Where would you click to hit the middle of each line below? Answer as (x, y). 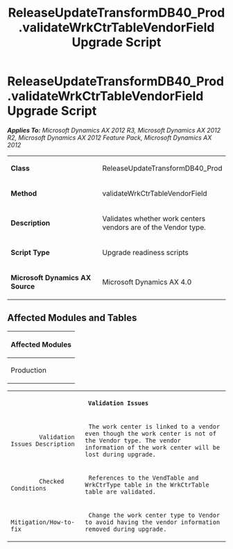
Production (29, 370)
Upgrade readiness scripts (145, 252)
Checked (52, 481)
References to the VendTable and (144, 478)
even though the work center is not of (151, 433)
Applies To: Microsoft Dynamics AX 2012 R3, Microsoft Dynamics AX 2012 (114, 130)
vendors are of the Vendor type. (154, 227)
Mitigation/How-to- (43, 522)
